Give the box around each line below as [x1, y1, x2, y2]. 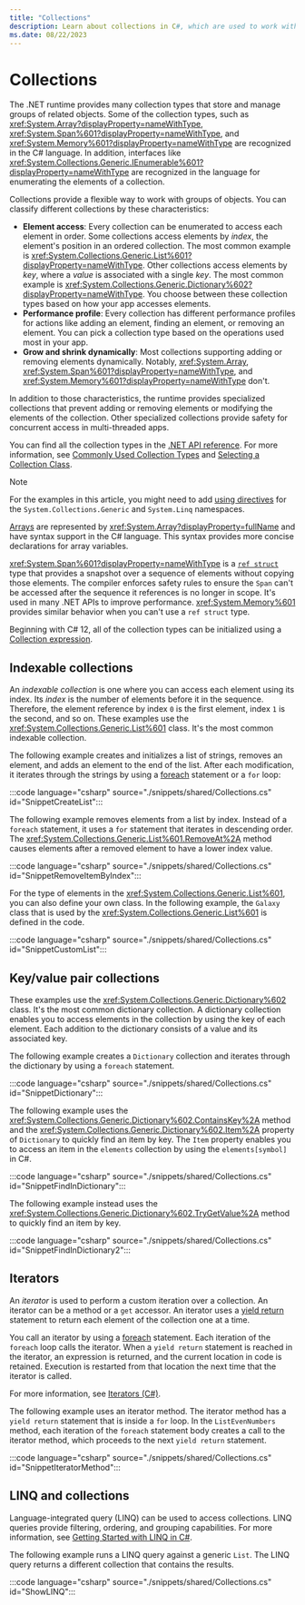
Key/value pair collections [9, 970, 161, 986]
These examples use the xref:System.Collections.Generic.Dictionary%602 [9, 994, 287, 1005]
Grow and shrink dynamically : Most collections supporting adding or [22, 347, 283, 358]
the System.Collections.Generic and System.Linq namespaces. [9, 504, 245, 515]
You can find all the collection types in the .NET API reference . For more [9, 439, 279, 450]
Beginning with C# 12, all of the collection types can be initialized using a [9, 624, 282, 635]
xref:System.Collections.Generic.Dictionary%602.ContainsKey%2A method [9, 1114, 291, 1126]
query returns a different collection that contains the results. [9, 1559, 234, 1570]
